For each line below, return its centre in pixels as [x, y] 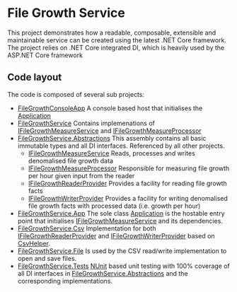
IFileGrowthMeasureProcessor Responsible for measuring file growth [129, 168]
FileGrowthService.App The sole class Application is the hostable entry [121, 213]
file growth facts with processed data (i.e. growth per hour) [114, 206]
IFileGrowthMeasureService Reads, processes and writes [112, 153]
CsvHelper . [34, 243]
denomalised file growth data [70, 160]
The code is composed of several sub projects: [76, 94]
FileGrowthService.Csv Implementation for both [87, 228]
